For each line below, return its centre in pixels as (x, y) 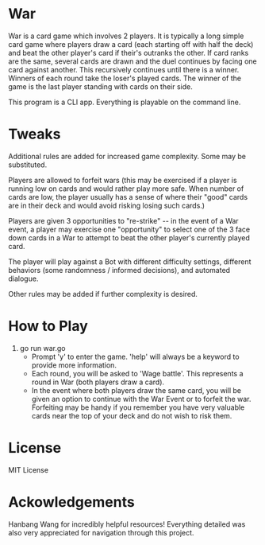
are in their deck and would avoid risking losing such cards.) (106, 205)
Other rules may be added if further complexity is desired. (103, 294)
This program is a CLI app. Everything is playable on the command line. (125, 102)
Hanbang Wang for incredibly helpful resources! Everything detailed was (127, 524)
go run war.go (42, 348)
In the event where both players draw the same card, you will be (136, 390)
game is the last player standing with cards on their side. (100, 86)
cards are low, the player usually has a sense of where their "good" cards (128, 197)
